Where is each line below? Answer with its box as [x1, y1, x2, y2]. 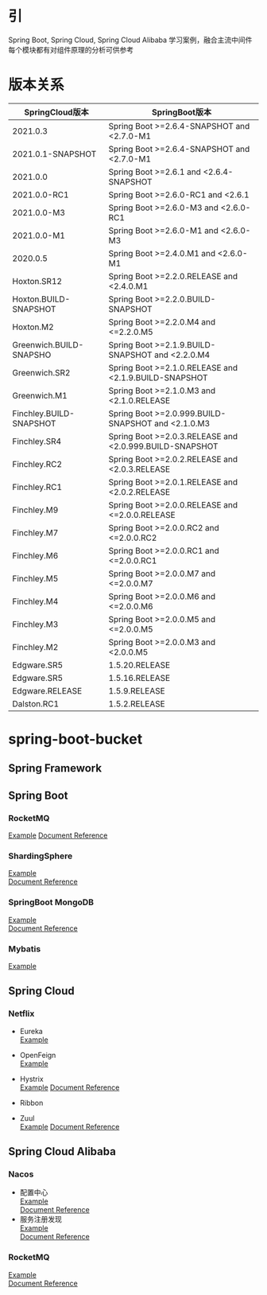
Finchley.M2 [12, 641, 59, 652]
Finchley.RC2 [12, 458, 62, 469]
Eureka [19, 1026, 44, 1036]
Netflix [8, 1008, 35, 1019]
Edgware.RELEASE [12, 685, 83, 696]
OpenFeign [19, 1050, 56, 1060]
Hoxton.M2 [12, 321, 54, 332]
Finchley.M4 [12, 596, 59, 607]
